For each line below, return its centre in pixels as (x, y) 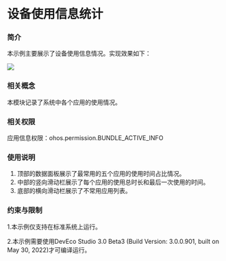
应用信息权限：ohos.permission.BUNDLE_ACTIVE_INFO (85, 138)
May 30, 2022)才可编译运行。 (49, 250)
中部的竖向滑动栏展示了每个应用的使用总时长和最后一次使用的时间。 (113, 182)
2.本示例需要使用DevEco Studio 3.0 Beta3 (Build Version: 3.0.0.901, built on (113, 241)
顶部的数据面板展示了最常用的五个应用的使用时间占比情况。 (101, 174)
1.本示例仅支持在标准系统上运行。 (54, 227)
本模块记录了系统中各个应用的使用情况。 (64, 102)
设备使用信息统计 (55, 14)
